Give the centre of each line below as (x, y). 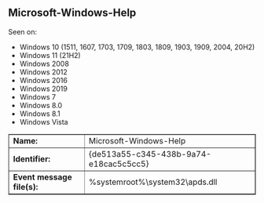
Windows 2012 (44, 72)
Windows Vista (44, 121)
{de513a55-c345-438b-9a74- (150, 154)
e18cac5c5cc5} (119, 164)
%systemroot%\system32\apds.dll (153, 182)
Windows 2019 (44, 89)
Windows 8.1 (40, 114)
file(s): (26, 187)
